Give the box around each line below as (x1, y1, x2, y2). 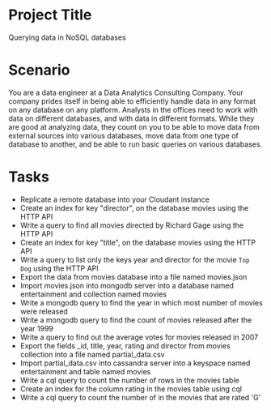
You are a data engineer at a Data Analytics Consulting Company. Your (8, 88, 244, 97)
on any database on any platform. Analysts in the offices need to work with (8, 105, 258, 114)
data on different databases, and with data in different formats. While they (8, 113, 255, 123)
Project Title (8, 6, 92, 24)
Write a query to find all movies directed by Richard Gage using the (19, 220, 244, 230)
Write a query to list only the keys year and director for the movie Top (19, 254, 250, 264)
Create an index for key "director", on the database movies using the (19, 203, 249, 212)
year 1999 (19, 323, 54, 333)
